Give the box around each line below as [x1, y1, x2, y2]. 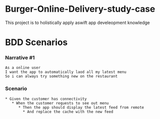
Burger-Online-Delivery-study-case [5, 3, 156, 15]
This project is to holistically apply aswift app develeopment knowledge [5, 20, 150, 25]
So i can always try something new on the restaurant [5, 74, 118, 79]
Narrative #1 [5, 54, 35, 61]
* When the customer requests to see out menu [11, 100, 109, 106]
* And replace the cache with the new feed [23, 109, 113, 114]
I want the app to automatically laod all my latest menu [5, 70, 127, 74]
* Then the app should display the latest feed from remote [18, 105, 144, 110]
